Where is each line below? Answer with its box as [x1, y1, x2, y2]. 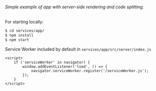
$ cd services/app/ [5, 28, 45, 34]
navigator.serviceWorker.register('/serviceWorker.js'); [31, 68, 149, 73]
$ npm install [5, 33, 34, 38]
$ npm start [5, 37, 29, 42]
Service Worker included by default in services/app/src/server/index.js [5, 46, 152, 52]
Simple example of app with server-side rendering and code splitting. [5, 4, 144, 10]
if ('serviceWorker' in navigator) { [14, 60, 90, 65]
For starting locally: [5, 19, 44, 25]
